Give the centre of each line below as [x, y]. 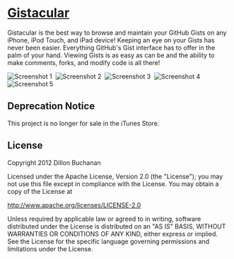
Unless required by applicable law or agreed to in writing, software [104, 219]
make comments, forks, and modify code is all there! [84, 62]
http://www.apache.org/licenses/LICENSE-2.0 [74, 205]
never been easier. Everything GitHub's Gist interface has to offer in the [111, 47]
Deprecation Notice [51, 107]
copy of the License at [40, 191]
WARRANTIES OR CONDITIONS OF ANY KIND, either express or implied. [112, 234]
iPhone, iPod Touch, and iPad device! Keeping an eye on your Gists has [111, 40]
